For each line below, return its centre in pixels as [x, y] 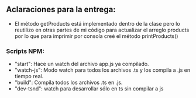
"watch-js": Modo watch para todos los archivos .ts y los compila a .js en [102, 70]
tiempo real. [29, 76]
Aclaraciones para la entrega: [61, 10]
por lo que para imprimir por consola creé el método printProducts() [96, 36]
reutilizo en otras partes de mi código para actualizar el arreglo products [102, 30]
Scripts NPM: [25, 51]
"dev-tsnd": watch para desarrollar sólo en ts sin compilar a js [89, 89]
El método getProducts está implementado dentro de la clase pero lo [97, 23]
